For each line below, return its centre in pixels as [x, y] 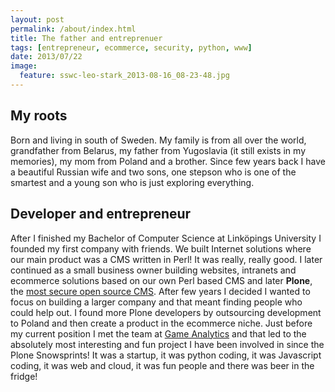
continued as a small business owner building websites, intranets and [153, 270]
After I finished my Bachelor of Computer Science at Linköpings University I [166, 238]
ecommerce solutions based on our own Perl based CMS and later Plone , [161, 280]
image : [24, 66]
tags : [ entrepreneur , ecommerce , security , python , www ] [131, 47]
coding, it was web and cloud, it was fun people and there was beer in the [162, 365]
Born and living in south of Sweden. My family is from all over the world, [158, 140]
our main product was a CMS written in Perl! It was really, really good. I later [166, 259]
